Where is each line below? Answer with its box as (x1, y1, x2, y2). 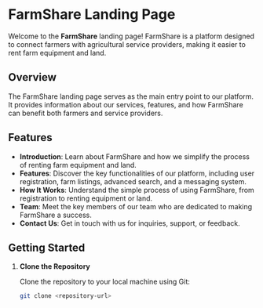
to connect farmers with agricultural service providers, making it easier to (8, 39, 246, 49)
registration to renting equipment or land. (19, 194, 153, 203)
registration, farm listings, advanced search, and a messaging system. (19, 176, 247, 186)
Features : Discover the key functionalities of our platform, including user (19, 168, 255, 178)
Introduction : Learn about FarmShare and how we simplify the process (19, 151, 250, 161)
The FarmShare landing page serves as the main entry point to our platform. (8, 92, 254, 101)
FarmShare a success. (19, 210, 93, 219)
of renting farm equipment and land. (19, 160, 137, 169)
